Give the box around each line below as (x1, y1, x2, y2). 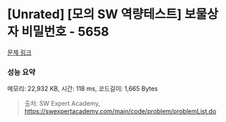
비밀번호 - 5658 (21, 24, 110, 40)
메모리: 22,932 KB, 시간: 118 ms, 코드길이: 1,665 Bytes (7, 84, 158, 93)
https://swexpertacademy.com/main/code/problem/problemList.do (24, 107, 217, 116)
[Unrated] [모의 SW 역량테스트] (7, 6, 182, 22)
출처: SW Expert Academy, (24, 99, 100, 108)
